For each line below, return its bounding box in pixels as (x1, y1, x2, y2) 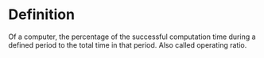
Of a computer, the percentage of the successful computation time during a (8, 32, 256, 41)
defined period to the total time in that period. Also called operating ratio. (8, 40, 247, 49)
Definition (8, 6, 76, 24)
